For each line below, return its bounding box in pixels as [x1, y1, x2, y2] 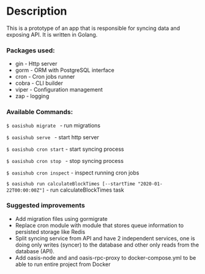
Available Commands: [6, 108, 73, 117]
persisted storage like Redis [15, 228, 86, 236]
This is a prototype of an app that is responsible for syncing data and [6, 24, 181, 32]
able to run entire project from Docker [15, 261, 111, 268]
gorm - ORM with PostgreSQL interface [15, 67, 114, 74]
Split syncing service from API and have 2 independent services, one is [15, 234, 195, 242]
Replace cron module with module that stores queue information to [15, 222, 184, 229]
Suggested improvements [6, 201, 86, 210]
